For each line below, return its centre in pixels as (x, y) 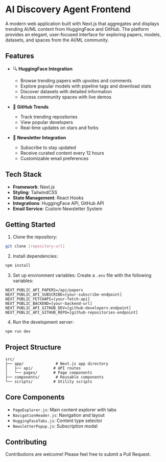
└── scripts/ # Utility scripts (49, 382)
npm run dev (18, 331)
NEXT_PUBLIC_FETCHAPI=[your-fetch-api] (48, 299)
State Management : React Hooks (48, 198)
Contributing (26, 442)
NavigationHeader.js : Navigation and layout (58, 415)
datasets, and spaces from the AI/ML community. (57, 40)
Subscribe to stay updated (48, 148)
